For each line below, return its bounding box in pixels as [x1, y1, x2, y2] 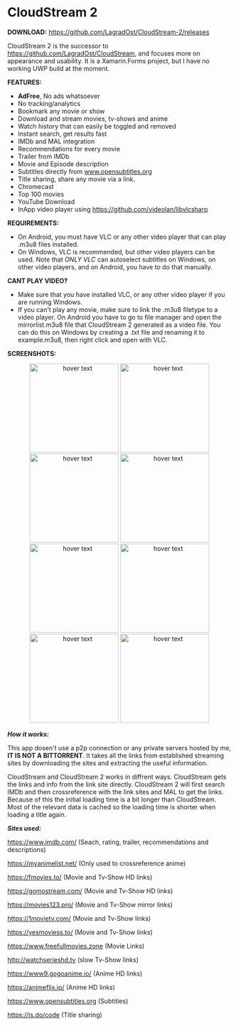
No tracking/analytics [17, 99, 81, 107]
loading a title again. [7, 810, 67, 819]
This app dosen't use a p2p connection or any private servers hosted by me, [7, 743, 232, 752]
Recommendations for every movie [17, 144, 121, 153]
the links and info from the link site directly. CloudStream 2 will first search [7, 779, 225, 789]
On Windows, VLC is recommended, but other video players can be [17, 247, 215, 256]
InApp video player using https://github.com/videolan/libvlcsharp [17, 205, 208, 213]
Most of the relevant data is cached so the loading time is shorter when [7, 802, 216, 811]
